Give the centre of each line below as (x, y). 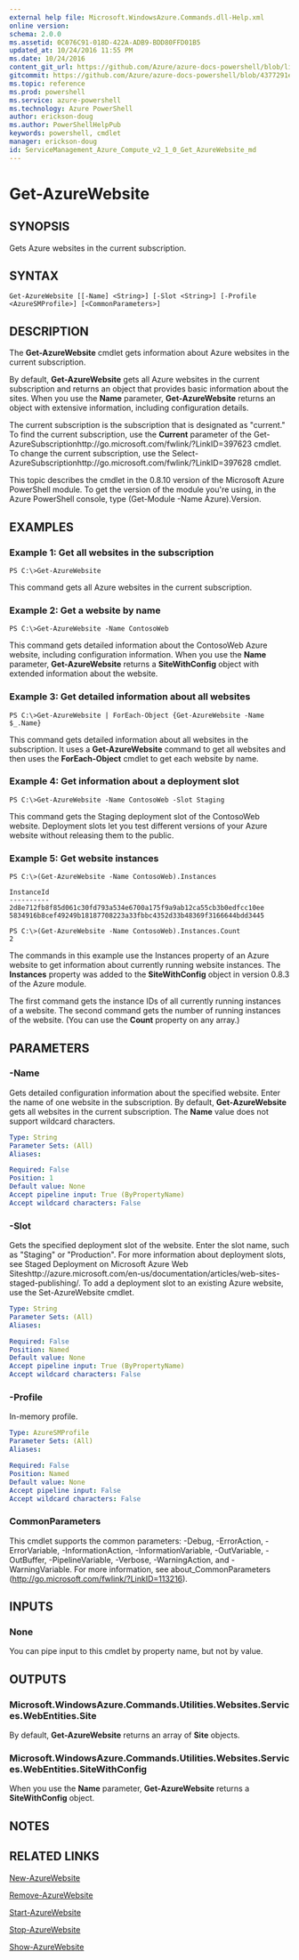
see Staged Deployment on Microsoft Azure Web (99, 1264)
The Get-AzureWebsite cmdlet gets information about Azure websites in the (149, 353)
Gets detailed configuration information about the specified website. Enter (145, 1093)
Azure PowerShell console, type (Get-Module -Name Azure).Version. (135, 499)
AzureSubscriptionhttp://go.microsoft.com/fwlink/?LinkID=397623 (130, 444)
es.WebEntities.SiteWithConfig (78, 1769)
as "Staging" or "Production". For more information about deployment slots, (148, 1254)
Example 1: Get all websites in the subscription (112, 553)
